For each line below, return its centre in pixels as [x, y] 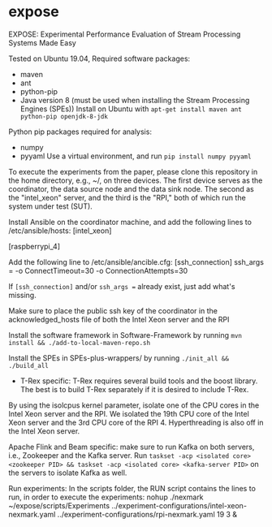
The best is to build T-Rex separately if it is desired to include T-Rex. [134, 389]
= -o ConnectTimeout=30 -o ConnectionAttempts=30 [98, 270]
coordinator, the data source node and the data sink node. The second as [131, 188]
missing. [22, 295]
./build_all [28, 365]
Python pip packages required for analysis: [80, 132]
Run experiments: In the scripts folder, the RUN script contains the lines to [132, 488]
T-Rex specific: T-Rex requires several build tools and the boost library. [139, 381]
